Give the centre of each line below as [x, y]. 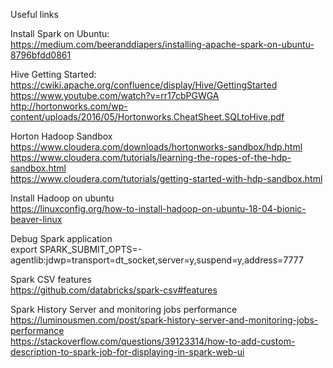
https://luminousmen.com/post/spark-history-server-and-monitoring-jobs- [164, 320]
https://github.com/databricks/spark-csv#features [114, 290]
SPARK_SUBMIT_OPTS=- [91, 249]
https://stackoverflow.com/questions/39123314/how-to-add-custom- [153, 341]
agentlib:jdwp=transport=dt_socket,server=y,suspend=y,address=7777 [157, 260]
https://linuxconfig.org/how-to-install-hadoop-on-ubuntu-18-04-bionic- [158, 208]
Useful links [34, 14]
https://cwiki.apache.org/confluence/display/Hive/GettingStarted [144, 85]
